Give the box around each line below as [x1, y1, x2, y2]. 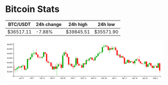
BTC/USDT [8, 21, 31, 27]
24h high [68, 21, 88, 27]
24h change [36, 21, 62, 27]
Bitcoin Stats [5, 3, 60, 15]
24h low [97, 21, 115, 27]
